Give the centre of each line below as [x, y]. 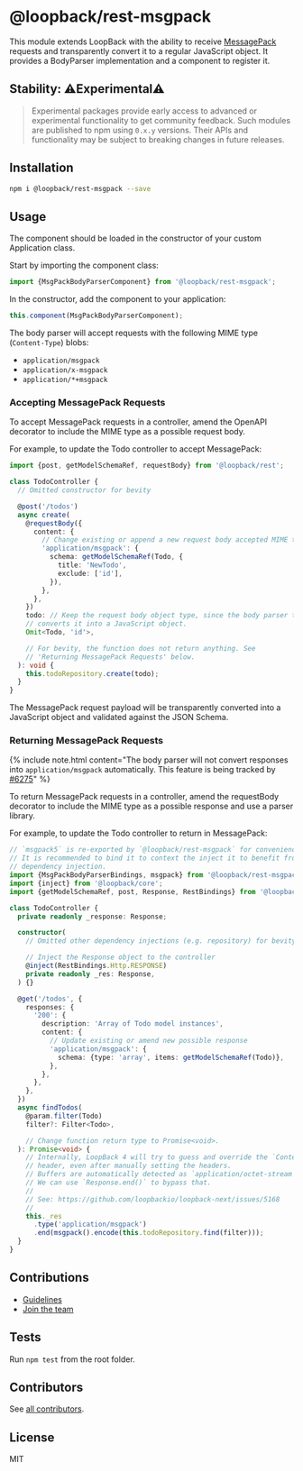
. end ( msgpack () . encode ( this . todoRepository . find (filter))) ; [148, 1233]
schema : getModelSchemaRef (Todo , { [116, 557]
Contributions [49, 1278]
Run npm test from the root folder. [72, 1359]
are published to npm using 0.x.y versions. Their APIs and [140, 130]
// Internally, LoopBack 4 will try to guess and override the [147, 1157]
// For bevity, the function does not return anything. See [141, 648]
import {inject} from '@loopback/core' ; [87, 883]
